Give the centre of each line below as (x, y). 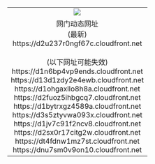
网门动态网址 (77, 24)
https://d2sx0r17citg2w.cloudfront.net (77, 132)
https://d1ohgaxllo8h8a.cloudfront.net (77, 89)
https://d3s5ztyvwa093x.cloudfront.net (77, 114)
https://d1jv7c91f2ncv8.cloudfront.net (77, 124)
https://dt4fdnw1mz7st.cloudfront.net (77, 141)
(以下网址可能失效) (77, 62)
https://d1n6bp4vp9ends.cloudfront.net (77, 71)
